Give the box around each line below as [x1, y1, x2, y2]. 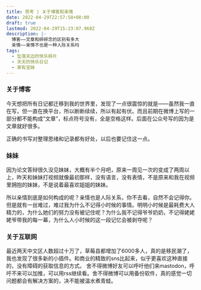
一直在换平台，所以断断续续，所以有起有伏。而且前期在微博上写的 [26, 107, 190, 114]
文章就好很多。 [6, 122, 43, 129]
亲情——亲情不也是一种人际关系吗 [11, 42, 80, 48]
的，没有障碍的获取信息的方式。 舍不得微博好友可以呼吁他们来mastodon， [6, 262, 190, 270]
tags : [6, 48, 20, 54]
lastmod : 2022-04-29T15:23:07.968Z [6, 25, 95, 32]
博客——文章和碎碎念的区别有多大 [11, 36, 80, 42]
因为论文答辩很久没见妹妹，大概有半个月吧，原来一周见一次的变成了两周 [6, 166, 184, 173]
